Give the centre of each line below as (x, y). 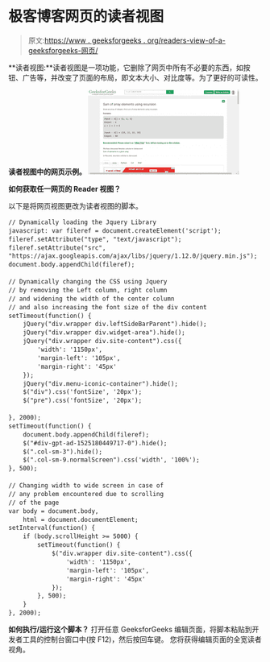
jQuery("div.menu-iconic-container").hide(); (101, 383)
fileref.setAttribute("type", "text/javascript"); (95, 239)
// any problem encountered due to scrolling (86, 494)
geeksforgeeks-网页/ (63, 50)
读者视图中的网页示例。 (47, 172)
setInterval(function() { (52, 528)
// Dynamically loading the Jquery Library (83, 222)
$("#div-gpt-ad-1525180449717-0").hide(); (95, 443)
